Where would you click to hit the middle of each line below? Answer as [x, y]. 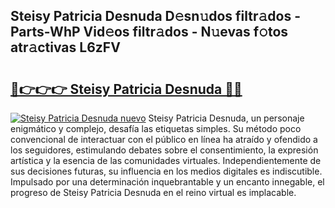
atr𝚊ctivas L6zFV [65, 47]
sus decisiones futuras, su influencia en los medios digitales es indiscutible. [166, 171]
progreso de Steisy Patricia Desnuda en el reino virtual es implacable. [153, 192]
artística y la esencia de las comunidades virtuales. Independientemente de [166, 160]
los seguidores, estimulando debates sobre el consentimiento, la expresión [164, 150]
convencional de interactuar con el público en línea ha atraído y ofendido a [164, 139]
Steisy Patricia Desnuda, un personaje [226, 118]
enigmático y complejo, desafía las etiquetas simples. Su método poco [156, 128]
